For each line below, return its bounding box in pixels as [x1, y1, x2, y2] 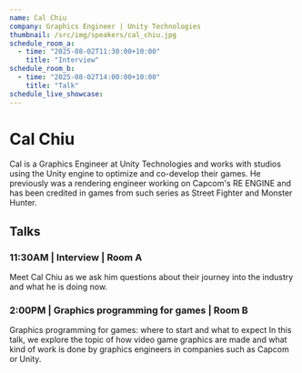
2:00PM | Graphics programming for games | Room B [9, 304, 248, 317]
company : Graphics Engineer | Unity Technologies [9, 22, 202, 31]
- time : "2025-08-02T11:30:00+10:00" [17, 47, 161, 56]
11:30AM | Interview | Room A [9, 251, 143, 264]
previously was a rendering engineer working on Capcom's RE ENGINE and [9, 178, 292, 189]
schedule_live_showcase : [9, 89, 104, 98]
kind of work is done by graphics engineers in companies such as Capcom [9, 344, 289, 355]
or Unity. [9, 354, 42, 365]
